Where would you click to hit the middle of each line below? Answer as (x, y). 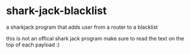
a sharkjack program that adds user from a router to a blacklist (82, 27)
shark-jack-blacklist (57, 11)
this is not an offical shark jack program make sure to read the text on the (95, 38)
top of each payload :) (33, 45)
